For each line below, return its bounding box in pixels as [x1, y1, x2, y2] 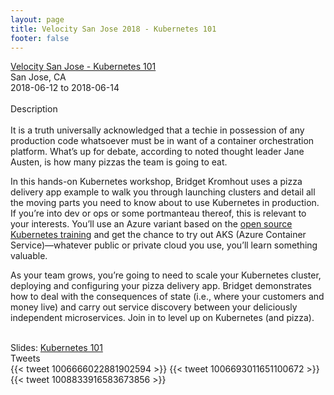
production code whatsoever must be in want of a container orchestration [10, 135, 315, 147]
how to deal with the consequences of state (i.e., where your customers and [10, 291, 325, 303]
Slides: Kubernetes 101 [10, 342, 103, 354]
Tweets [10, 352, 41, 365]
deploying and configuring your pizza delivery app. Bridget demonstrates [10, 280, 313, 292]
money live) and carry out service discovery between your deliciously [10, 301, 298, 313]
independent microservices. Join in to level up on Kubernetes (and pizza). [10, 312, 315, 324]
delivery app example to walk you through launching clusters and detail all [10, 186, 316, 198]
